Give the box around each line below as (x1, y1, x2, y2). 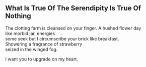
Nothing (5, 12, 31, 20)
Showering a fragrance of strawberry (5, 41, 83, 47)
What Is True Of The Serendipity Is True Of (5, 4, 141, 12)
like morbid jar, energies (5, 30, 55, 36)
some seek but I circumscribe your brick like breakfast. (5, 35, 119, 41)
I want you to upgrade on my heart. (5, 56, 79, 62)
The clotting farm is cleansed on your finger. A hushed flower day (5, 25, 141, 31)
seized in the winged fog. (5, 46, 58, 52)
